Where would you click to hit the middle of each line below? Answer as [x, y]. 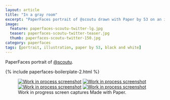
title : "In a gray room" [31, 15]
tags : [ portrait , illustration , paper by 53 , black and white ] [73, 47]
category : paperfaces [28, 43]
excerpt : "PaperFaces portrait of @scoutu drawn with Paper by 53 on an [83, 19]
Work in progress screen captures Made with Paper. [72, 92]
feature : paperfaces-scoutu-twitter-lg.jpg [56, 29]
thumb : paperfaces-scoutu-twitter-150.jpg [55, 38]
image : [12, 24]
